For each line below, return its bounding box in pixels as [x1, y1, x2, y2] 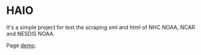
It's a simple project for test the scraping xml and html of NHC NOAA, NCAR [6, 24, 196, 31]
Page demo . [6, 42, 36, 49]
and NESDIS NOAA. [6, 30, 55, 37]
